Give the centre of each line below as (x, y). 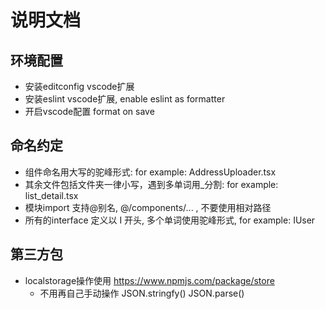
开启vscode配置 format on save (89, 111)
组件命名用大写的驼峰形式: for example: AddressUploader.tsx (150, 172)
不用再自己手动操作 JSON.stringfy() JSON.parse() (142, 293)
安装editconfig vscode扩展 (79, 86)
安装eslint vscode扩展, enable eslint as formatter (125, 99)
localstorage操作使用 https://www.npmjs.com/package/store (149, 280)
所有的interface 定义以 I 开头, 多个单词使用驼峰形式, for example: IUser (170, 220)
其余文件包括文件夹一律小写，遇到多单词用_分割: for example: (151, 184)
